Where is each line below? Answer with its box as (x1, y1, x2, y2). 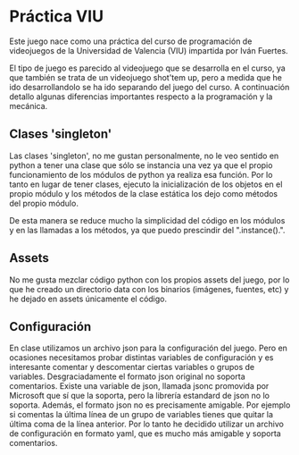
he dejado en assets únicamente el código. (9, 293, 168, 304)
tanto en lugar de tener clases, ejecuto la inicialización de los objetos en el (9, 179, 283, 190)
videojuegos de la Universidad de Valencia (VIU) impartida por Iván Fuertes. (9, 45, 288, 55)
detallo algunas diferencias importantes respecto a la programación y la (9, 91, 273, 102)
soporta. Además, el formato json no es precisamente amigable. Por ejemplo (9, 400, 291, 410)
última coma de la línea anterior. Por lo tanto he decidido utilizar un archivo (9, 418, 284, 430)
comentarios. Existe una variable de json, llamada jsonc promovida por (9, 381, 270, 392)
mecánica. (9, 100, 48, 111)
